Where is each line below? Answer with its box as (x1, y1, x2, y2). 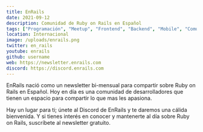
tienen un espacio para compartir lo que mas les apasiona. (6, 94, 152, 102)
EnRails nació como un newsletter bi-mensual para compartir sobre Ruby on (6, 82, 196, 89)
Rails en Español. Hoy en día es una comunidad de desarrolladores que (6, 88, 184, 96)
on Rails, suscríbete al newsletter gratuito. (6, 119, 111, 127)
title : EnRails (6, 8, 45, 15)
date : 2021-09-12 (6, 15, 50, 21)
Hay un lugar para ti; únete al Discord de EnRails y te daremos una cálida (6, 107, 187, 114)
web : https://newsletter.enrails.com (6, 59, 101, 65)
